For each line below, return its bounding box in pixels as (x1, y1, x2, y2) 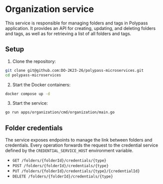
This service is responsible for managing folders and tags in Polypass (5, 20, 148, 26)
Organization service (5, 3, 94, 15)
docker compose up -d (5, 91, 50, 96)
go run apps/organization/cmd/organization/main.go (5, 110, 115, 115)
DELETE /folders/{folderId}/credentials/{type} (12, 174, 113, 179)
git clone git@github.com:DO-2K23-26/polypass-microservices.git (5, 68, 144, 73)
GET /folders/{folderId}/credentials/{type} (12, 158, 107, 163)
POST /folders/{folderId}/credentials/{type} (12, 164, 109, 169)
